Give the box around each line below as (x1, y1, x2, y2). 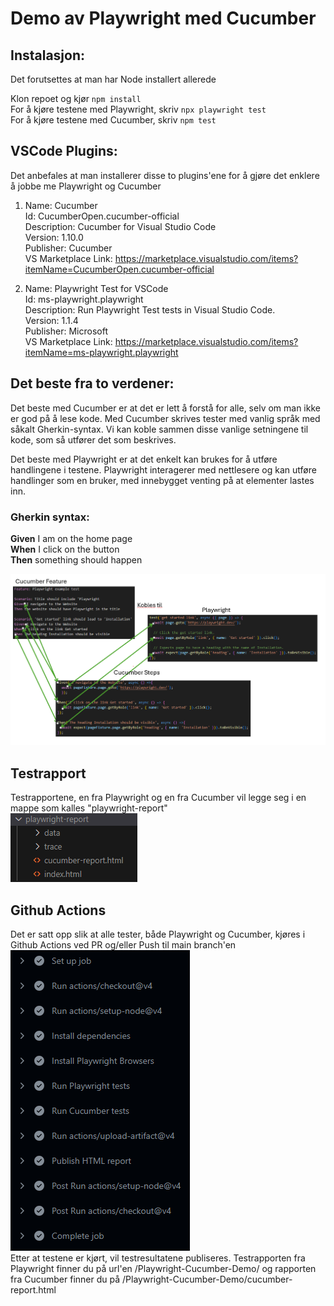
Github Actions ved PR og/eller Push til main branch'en (10, 938, 237, 951)
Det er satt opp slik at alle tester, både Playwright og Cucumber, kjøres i (10, 928, 306, 940)
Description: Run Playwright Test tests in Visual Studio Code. (24, 303, 276, 316)
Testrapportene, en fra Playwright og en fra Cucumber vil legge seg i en (10, 792, 307, 804)
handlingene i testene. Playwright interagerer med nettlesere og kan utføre (10, 463, 317, 476)
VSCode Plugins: (10, 143, 118, 160)
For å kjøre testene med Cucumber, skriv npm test (10, 114, 217, 126)
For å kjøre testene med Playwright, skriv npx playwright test (10, 103, 267, 115)
